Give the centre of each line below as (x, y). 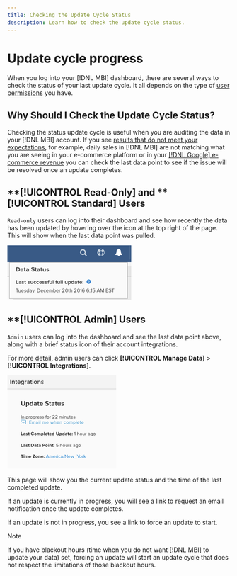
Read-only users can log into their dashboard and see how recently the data (117, 220)
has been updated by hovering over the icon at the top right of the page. (112, 228)
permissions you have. (40, 93)
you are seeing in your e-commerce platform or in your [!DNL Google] (109, 155)
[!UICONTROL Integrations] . (49, 366)
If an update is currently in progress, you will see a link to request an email (116, 501)
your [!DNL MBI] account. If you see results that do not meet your (103, 140)
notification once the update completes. (65, 508)
